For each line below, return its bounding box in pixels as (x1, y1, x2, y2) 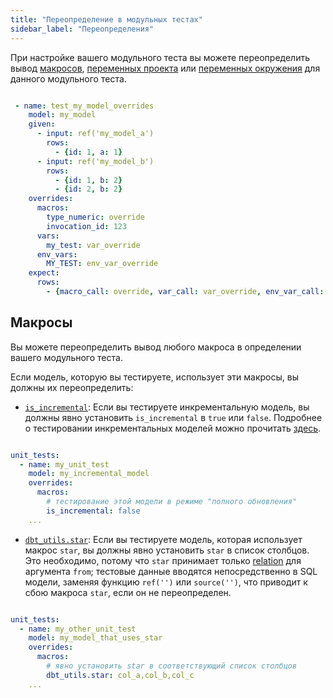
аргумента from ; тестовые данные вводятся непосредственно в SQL (24, 565, 318, 577)
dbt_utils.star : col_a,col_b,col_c (46, 670, 195, 680)
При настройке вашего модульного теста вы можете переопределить (10, 51, 311, 63)
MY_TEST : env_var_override (46, 259, 159, 269)
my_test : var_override (46, 240, 141, 250)
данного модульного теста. (10, 72, 127, 85)
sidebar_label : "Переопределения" (10, 24, 155, 34)
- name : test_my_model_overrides (14, 101, 155, 111)
